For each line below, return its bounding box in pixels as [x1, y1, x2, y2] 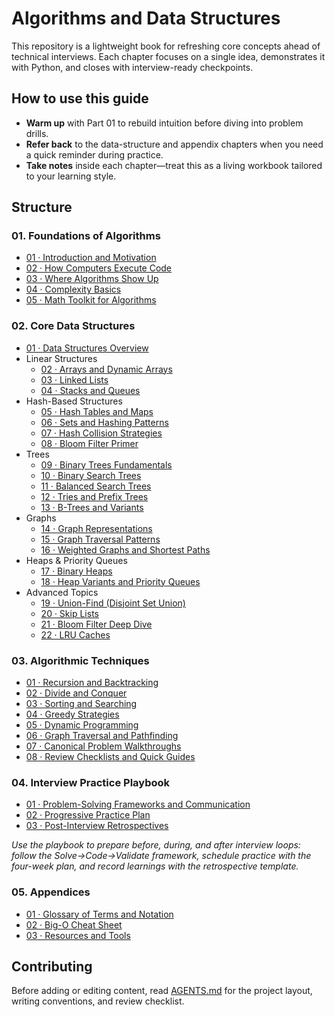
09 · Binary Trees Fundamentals [40, 458, 173, 471]
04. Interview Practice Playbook [11, 775, 171, 789]
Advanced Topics [25, 586, 99, 598]
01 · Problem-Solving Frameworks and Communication [25, 798, 251, 811]
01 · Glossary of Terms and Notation [25, 908, 174, 920]
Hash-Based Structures [25, 395, 123, 407]
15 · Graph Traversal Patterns [40, 533, 161, 545]
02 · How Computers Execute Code [25, 262, 173, 274]
